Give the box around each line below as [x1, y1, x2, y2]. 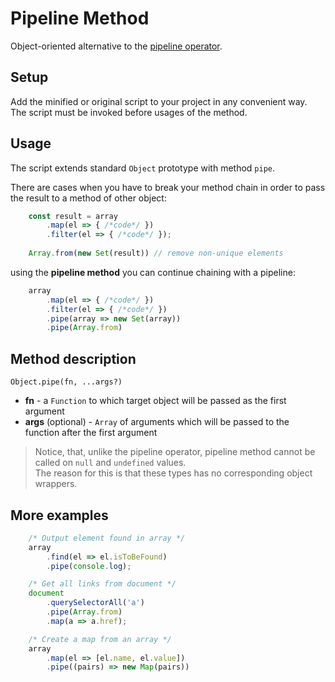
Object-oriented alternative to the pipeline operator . [10, 40, 223, 52]
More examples [10, 507, 109, 524]
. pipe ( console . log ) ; [46, 561, 132, 571]
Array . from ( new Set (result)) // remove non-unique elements [28, 248, 284, 259]
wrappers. [34, 478, 78, 490]
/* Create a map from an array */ [28, 634, 172, 644]
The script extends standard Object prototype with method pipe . [10, 162, 276, 174]
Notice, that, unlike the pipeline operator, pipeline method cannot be [34, 446, 316, 458]
